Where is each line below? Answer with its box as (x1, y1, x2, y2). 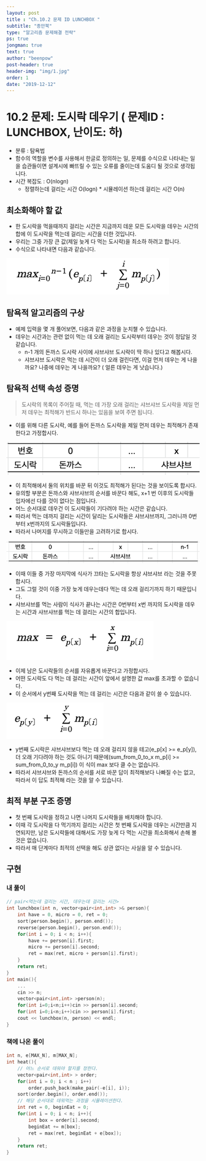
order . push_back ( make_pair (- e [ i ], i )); (28, 1085, 131, 1091)
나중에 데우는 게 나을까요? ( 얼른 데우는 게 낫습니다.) (39, 363, 163, 371)
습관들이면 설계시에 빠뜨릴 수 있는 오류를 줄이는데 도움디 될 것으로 (21, 163, 179, 170)
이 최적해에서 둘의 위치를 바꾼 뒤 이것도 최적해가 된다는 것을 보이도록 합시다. (15, 482, 197, 489)
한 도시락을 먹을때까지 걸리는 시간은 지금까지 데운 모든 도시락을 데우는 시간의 (15, 223, 199, 229)
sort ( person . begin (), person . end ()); (17, 918, 114, 924)
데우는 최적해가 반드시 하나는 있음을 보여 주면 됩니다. (28, 408, 154, 415)
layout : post (6, 10, 40, 16)
